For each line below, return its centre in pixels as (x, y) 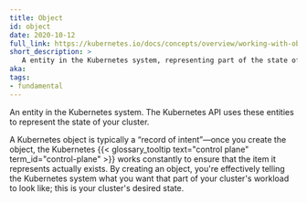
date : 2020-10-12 (42, 35)
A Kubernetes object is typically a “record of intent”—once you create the (148, 139)
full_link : (30, 43)
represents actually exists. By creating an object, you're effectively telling (147, 168)
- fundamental (37, 86)
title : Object (37, 18)
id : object (30, 27)
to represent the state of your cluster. (79, 122)
